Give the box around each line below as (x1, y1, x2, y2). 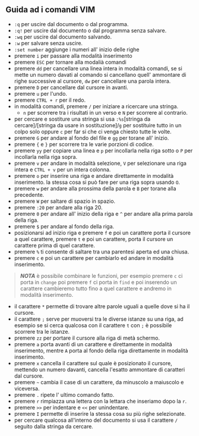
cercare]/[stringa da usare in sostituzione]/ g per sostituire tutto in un (14, 121, 182, 128)
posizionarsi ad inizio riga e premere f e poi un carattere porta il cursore (14, 229, 191, 236)
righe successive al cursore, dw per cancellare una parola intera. (14, 77, 171, 84)
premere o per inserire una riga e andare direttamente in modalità (14, 172, 174, 179)
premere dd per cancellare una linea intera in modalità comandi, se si (14, 65, 182, 72)
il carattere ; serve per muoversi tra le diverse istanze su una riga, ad (14, 315, 184, 322)
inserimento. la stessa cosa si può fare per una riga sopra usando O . (14, 178, 181, 186)
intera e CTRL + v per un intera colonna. (14, 166, 111, 173)
